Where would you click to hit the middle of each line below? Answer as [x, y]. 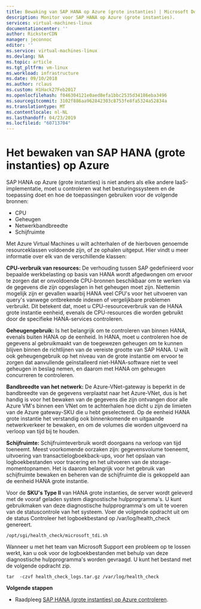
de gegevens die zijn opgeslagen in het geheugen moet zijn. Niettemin [93, 287]
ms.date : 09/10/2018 [32, 79]
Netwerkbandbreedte [41, 226]
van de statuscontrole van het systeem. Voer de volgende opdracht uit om [98, 512]
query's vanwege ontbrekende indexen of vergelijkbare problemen [88, 300]
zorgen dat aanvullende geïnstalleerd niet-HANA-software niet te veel [92, 363]
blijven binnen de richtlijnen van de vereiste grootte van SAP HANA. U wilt [97, 350]
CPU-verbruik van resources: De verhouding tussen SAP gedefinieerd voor [100, 268]
